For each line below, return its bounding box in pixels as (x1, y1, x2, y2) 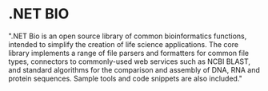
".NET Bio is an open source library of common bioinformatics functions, (8, 31, 247, 41)
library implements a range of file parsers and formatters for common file (8, 48, 250, 57)
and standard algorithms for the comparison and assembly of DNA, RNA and (8, 65, 260, 74)
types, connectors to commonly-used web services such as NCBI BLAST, (8, 57, 250, 66)
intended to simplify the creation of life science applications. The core (8, 39, 238, 49)
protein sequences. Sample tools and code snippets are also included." (8, 73, 242, 83)
